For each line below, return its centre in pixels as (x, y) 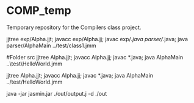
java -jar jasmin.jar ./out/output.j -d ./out (57, 93)
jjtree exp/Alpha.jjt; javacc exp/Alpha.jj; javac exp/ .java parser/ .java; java (97, 39)
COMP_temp (39, 11)
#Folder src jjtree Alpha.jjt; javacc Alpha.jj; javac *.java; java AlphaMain (95, 57)
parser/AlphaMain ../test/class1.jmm (51, 45)
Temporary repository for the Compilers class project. (74, 27)
